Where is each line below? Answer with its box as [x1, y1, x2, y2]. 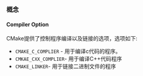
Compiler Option [6, 21, 49, 28]
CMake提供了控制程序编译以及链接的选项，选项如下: [6, 35, 138, 42]
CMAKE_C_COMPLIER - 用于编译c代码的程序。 [15, 48, 121, 55]
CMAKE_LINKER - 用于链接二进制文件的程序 [15, 63, 117, 70]
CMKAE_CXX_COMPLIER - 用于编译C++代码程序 [15, 55, 122, 63]
